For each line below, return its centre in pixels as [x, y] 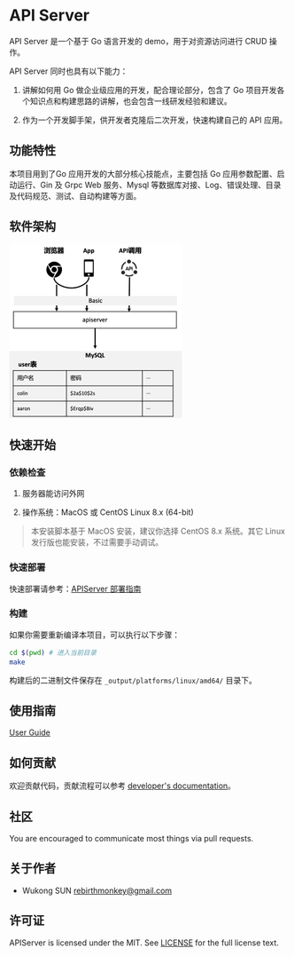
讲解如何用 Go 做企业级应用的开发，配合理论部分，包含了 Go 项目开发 [149, 90]
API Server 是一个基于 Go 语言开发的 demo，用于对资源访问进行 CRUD [138, 41]
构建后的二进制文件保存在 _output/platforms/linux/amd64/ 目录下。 [133, 680]
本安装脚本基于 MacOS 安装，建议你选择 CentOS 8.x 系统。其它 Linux [158, 531]
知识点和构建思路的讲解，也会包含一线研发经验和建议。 [131, 101]
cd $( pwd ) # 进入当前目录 [53, 652]
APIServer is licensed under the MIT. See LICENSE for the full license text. [144, 943]
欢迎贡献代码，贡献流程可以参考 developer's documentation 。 [123, 786]
